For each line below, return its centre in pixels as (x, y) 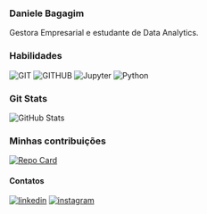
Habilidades (36, 56)
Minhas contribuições (58, 141)
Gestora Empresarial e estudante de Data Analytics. (104, 33)
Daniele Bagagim (47, 13)
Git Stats (28, 98)
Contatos (27, 180)
